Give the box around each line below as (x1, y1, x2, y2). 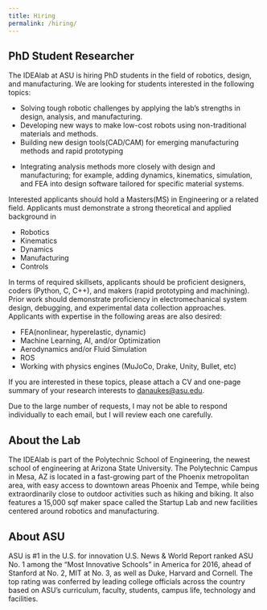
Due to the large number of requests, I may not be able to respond (8, 401, 228, 412)
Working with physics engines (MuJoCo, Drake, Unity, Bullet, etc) (19, 361, 237, 371)
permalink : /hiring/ (8, 19, 78, 27)
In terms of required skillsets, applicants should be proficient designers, (8, 278, 246, 287)
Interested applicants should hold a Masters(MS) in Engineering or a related (8, 194, 259, 204)
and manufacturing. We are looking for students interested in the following (8, 79, 255, 89)
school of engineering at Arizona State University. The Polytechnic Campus (8, 463, 259, 473)
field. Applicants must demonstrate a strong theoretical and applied (8, 203, 232, 213)
